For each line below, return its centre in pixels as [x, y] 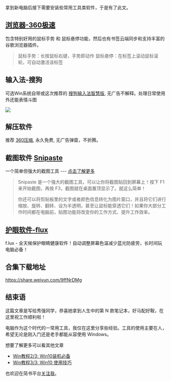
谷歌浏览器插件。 [23, 45]
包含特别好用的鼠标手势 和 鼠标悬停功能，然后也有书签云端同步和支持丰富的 [85, 38]
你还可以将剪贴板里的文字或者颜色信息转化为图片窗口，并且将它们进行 [92, 199]
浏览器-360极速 [30, 25]
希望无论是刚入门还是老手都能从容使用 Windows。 [58, 334]
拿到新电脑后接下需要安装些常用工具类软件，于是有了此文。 [68, 7]
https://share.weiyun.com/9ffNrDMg [44, 280]
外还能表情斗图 [21, 99]
